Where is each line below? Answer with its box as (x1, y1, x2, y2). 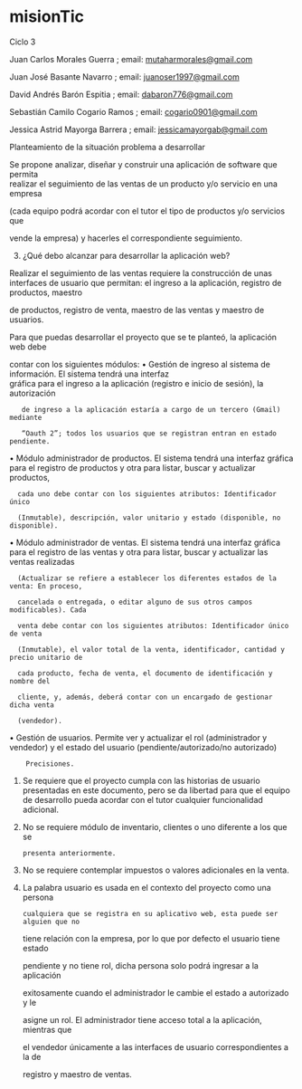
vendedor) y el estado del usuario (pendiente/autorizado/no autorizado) (9, 741, 278, 752)
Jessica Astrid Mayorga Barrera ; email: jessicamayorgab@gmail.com (9, 124, 269, 135)
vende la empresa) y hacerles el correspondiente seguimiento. (9, 233, 242, 244)
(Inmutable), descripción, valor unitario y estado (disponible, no (17, 513, 281, 522)
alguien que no (22, 917, 80, 926)
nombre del (9, 676, 51, 685)
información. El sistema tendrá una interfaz (9, 368, 170, 379)
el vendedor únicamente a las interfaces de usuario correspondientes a (22, 1041, 289, 1052)
